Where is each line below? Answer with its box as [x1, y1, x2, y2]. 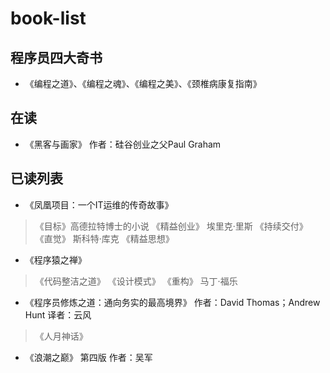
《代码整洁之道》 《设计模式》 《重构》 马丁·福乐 [34, 275, 238, 287]
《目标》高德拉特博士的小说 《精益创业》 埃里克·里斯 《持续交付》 [34, 220, 308, 232]
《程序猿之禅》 [24, 253, 87, 266]
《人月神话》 [34, 330, 88, 342]
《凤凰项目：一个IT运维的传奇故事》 [24, 198, 174, 211]
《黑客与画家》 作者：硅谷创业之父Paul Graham [24, 138, 222, 150]
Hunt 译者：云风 [24, 308, 92, 321]
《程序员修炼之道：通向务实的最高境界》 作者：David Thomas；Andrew [24, 296, 321, 308]
